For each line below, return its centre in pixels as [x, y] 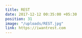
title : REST [17, 10]
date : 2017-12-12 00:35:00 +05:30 [41, 14]
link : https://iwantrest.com [35, 28]
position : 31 [19, 19]
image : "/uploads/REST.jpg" [34, 23]
